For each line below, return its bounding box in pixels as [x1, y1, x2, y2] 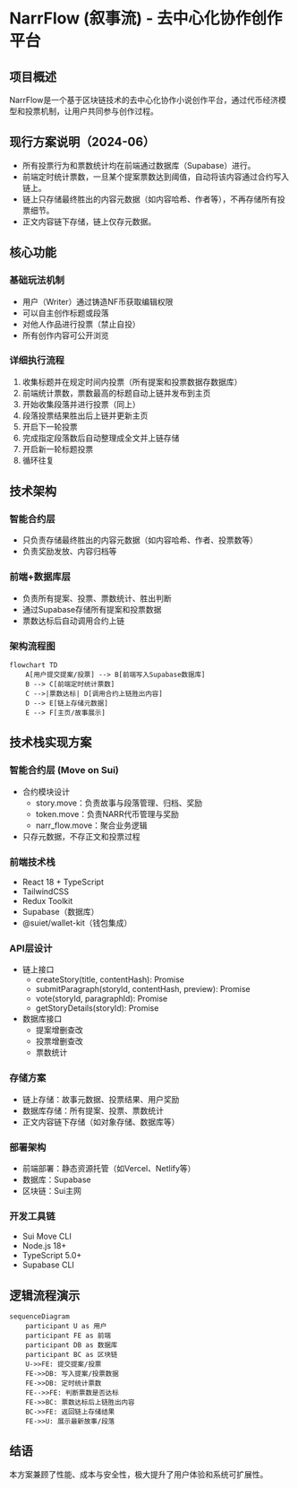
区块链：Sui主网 [21, 1185, 82, 1196]
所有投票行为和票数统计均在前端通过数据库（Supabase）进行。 [21, 160, 256, 170]
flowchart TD [9, 661, 58, 670]
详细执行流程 [9, 354, 65, 367]
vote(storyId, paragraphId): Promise [35, 993, 168, 1005]
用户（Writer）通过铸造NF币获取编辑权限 [21, 296, 174, 307]
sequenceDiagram [9, 1312, 70, 1321]
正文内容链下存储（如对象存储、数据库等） [21, 1116, 180, 1127]
